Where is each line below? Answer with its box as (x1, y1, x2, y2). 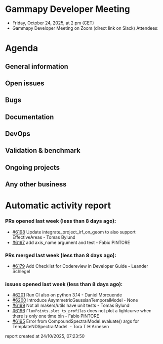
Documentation (5, 113, 54, 121)
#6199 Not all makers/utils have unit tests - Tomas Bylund (12, 302, 130, 308)
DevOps (5, 130, 31, 138)
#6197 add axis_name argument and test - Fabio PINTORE (12, 239, 130, 245)
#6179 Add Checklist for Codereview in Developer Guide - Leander (12, 263, 149, 269)
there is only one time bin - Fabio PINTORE (12, 313, 100, 319)
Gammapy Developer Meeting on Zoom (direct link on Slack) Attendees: (12, 25, 159, 31)
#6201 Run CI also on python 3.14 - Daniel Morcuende (12, 292, 122, 298)
